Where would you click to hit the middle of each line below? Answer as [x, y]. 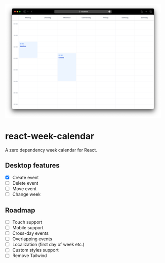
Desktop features [33, 166]
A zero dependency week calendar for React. [51, 150]
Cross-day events [30, 233]
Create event [25, 177]
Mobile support [28, 228]
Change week [26, 194]
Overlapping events [32, 239]
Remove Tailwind [30, 256]
